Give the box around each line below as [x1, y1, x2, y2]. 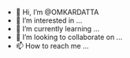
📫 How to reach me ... [15, 42, 89, 50]
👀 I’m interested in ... [15, 16, 83, 25]
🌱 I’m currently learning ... [15, 24, 100, 33]
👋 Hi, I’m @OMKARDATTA [15, 8, 99, 16]
